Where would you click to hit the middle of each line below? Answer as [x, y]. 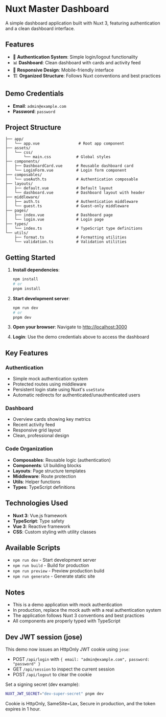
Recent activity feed [34, 425]
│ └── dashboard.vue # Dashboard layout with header [75, 193]
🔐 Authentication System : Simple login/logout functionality [75, 57]
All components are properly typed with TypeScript [67, 621]
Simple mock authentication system [50, 379]
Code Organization [29, 449]
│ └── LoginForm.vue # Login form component [66, 171]
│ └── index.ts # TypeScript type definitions [74, 229]
